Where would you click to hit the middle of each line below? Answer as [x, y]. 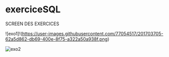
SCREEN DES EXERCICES [32, 24]
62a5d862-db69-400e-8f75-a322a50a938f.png [57, 39]
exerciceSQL [33, 9]
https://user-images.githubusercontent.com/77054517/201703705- [93, 33]
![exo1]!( [14, 33]
